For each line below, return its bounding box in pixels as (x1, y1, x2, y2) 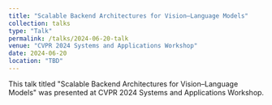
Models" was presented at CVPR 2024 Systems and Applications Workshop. (8, 87, 265, 97)
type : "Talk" (8, 27, 53, 35)
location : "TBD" (8, 57, 63, 65)
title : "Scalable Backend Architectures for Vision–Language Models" (8, 11, 249, 20)
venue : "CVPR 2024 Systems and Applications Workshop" (8, 42, 198, 50)
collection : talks (8, 19, 71, 27)
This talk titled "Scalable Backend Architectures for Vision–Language (8, 78, 239, 89)
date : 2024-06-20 (8, 49, 67, 57)
